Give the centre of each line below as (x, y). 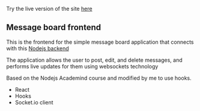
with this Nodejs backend (38, 48)
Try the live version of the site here (49, 9)
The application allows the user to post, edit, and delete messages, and (95, 60)
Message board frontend (53, 27)
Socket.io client (34, 102)
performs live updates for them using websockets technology (82, 66)
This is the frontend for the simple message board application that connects (100, 42)
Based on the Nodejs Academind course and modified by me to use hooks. (99, 78)
